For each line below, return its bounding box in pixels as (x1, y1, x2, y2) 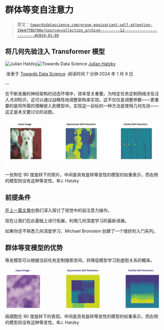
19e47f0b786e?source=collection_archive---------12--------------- (17, 28, 157, 33)
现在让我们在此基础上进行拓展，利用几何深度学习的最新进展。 (5, 217, 129, 223)
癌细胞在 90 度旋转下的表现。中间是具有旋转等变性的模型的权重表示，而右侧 (5, 313, 159, 319)
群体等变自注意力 (5, 4, 74, 16)
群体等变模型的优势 (5, 243, 63, 252)
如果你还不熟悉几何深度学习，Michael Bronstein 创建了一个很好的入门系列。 (5, 228, 158, 234)
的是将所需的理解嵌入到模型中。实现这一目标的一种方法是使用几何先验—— (9, 103, 159, 109)
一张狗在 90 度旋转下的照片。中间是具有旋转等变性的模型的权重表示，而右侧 (5, 172, 159, 177)
